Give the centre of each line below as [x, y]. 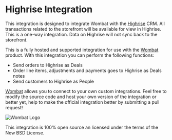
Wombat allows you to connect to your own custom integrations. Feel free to [86, 91]
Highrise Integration [49, 9]
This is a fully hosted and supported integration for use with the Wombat [82, 50]
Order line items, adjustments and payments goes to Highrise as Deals [87, 71]
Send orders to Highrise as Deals [48, 65]
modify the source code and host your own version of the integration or [81, 97]
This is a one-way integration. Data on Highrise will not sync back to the [81, 34]
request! [14, 107]
